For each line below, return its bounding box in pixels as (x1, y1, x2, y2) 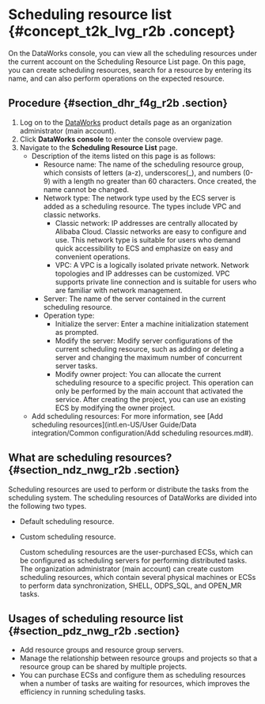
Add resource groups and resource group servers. (19, 646, 184, 655)
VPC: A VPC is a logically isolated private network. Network (55, 260, 249, 269)
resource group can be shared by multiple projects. (19, 662, 187, 672)
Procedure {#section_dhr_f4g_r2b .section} (8, 96, 228, 110)
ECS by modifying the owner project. (55, 403, 176, 412)
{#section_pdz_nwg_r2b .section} (8, 624, 180, 638)
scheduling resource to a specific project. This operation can (55, 378, 254, 387)
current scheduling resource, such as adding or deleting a (55, 344, 244, 353)
